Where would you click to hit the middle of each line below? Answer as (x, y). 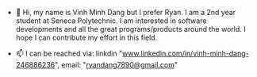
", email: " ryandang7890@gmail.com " (116, 65)
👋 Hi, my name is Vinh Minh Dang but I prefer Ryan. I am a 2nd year (126, 12)
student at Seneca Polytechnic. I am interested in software (111, 21)
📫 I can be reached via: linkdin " (69, 53)
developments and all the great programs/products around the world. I (130, 29)
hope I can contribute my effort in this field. (86, 37)
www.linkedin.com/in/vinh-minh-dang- (186, 53)
